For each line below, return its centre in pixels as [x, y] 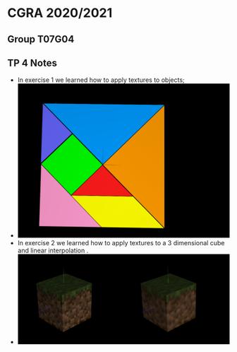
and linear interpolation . [53, 251]
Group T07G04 [41, 39]
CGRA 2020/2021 [60, 13]
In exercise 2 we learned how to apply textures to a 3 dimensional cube [121, 243]
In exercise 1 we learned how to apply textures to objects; [101, 80]
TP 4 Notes [32, 63]
